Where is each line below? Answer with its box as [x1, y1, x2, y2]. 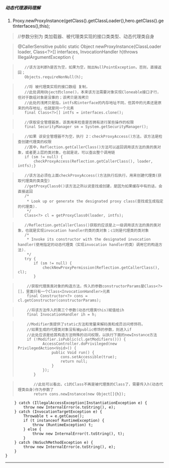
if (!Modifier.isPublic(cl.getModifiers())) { [27, 337, 126, 342]
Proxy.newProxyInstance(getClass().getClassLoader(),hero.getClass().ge [12, 18, 164, 24]
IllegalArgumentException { [17, 54, 74, 60]
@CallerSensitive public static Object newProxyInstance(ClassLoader [17, 43, 162, 49]
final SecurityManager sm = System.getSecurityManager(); [24, 124, 149, 129]
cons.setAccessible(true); [60, 354, 117, 359]
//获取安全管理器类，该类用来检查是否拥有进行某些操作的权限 [24, 120, 134, 125]
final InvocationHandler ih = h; [27, 312, 97, 317]
